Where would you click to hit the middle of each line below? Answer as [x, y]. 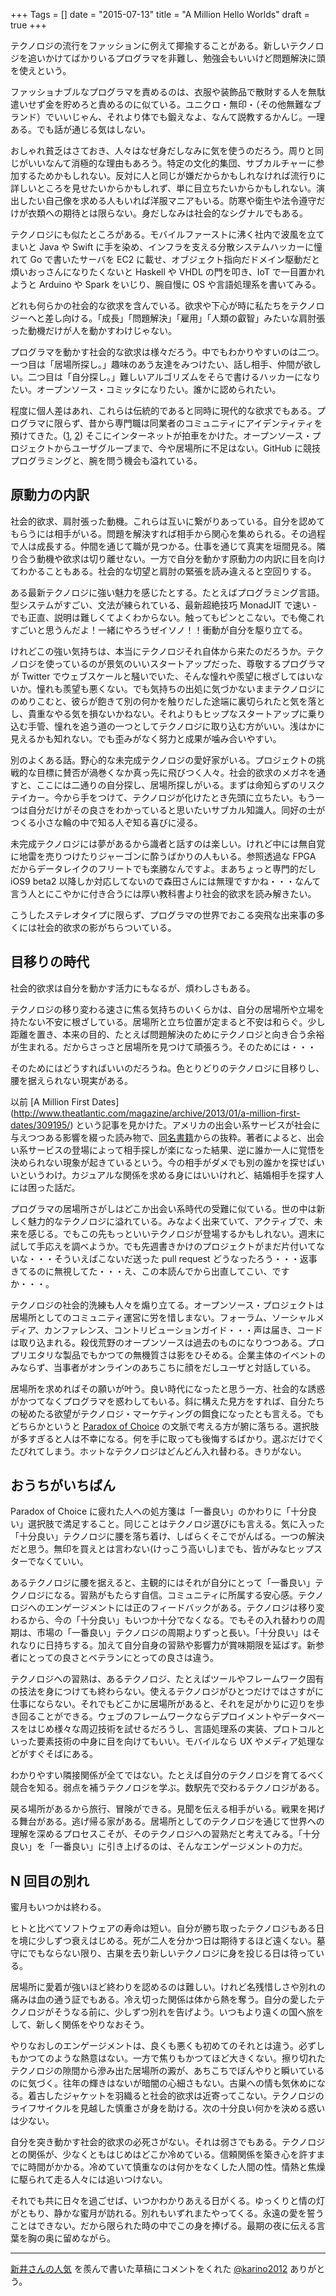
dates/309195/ [40, 1125]
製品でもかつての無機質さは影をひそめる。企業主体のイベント [189, 1355]
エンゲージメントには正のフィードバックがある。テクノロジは [171, 1608]
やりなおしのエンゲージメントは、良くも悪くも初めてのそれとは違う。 [154, 2046]
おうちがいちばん [63, 1485]
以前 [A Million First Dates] [65, 1101]
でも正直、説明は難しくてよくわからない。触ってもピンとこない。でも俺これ [167, 617]
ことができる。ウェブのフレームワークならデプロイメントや [159, 1716]
